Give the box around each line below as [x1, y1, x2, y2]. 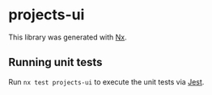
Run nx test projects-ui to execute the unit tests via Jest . [8, 76, 205, 86]
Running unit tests [8, 56, 103, 69]
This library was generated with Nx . [8, 32, 127, 42]
